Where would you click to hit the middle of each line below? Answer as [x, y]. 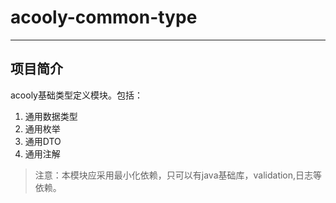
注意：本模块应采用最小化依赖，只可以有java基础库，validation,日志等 [178, 175]
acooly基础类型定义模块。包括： [76, 95]
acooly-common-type [104, 17]
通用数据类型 [51, 116]
